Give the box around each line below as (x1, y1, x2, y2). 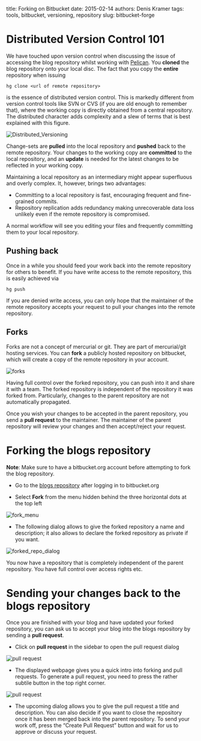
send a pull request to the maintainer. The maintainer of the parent (6, 416, 172, 423)
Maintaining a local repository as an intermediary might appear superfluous (6, 173, 193, 180)
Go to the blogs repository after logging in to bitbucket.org (14, 481, 160, 489)
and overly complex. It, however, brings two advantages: (6, 180, 146, 187)
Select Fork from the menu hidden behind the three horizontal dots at (14, 493, 187, 501)
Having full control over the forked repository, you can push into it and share (6, 379, 195, 386)
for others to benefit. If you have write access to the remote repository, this (6, 268, 192, 275)
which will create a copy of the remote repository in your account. (6, 356, 169, 363)
